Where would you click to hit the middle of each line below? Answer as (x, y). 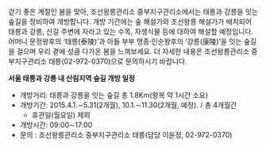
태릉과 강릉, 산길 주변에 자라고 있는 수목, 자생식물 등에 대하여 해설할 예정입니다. (131, 31)
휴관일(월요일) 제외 (61, 115)
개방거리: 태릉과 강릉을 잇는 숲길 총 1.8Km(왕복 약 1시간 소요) (114, 95)
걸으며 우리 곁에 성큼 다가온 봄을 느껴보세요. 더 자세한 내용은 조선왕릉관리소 (133, 51)
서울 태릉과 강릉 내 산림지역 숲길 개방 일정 (72, 78)
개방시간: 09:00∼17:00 (56, 125)
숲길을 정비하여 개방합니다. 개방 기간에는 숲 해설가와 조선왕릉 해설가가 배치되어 (130, 21)
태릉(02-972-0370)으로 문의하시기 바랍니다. (118, 61)
